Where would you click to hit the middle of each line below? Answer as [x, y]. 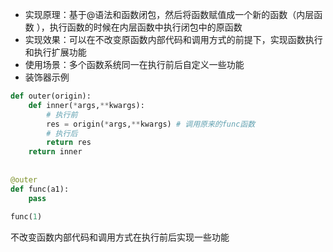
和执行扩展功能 [55, 52]
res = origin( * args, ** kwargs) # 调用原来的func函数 [151, 124]
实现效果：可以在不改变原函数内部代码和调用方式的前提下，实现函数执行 [173, 39]
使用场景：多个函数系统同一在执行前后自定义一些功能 [134, 64]
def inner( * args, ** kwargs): [86, 105]
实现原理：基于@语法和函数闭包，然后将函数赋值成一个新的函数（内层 [169, 14]
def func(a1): [40, 189]
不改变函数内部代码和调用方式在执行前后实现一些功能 [120, 237]
